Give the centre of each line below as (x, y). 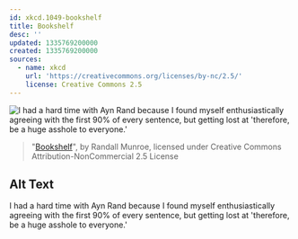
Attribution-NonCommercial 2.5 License (105, 156)
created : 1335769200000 (54, 51)
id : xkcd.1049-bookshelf (56, 18)
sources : (26, 59)
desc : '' (26, 34)
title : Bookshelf (42, 26)
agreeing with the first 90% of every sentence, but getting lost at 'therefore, (149, 216)
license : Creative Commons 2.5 (84, 84)
